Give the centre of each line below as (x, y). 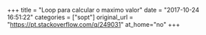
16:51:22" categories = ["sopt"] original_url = (70, 17)
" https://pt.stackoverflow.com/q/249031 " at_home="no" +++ (94, 24)
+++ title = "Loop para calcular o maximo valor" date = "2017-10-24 (103, 10)
